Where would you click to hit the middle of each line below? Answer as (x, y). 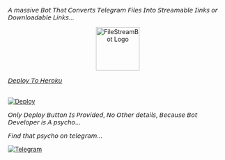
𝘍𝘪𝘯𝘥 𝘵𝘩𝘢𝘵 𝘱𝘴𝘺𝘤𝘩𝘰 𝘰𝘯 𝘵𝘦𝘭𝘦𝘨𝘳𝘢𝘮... (55, 136)
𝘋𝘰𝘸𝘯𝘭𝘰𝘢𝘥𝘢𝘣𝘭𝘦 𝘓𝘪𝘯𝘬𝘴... (41, 17)
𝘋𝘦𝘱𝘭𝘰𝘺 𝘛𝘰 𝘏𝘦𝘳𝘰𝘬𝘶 (35, 80)
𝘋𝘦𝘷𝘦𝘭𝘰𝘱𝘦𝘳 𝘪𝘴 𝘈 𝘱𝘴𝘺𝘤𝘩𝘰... (44, 122)
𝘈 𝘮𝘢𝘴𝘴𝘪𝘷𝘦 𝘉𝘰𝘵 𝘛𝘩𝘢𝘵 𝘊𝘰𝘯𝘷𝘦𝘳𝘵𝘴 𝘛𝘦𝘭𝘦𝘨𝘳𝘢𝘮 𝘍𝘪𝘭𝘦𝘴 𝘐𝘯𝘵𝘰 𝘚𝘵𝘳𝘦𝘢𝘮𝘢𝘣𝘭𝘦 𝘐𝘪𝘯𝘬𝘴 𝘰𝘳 (113, 10)
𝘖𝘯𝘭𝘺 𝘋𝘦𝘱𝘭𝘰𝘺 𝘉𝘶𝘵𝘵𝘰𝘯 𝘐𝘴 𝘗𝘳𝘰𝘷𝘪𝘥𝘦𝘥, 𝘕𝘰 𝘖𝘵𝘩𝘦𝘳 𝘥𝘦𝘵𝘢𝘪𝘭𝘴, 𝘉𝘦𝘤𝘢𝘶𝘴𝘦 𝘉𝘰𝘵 (103, 115)
